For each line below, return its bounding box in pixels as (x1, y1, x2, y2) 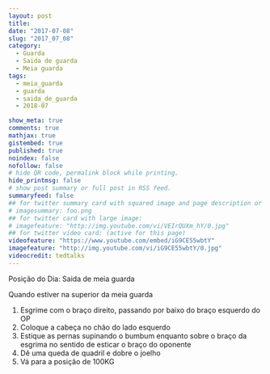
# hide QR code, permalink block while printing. (8, 169, 179, 178)
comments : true (8, 124, 60, 132)
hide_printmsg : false (8, 177, 82, 185)
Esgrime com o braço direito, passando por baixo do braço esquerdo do (19, 305, 261, 315)
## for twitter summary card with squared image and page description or (8, 199, 263, 207)
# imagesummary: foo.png (8, 207, 92, 215)
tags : (8, 72, 27, 80)
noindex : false (8, 154, 60, 162)
